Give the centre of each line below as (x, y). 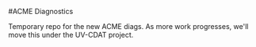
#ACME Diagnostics (41, 11)
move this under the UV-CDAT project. (71, 35)
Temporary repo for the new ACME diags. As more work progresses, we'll (128, 26)
